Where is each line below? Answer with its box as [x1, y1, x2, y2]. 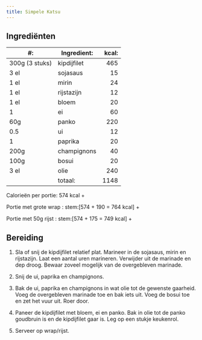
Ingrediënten [6, 31, 56, 42]
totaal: [57, 176, 75, 185]
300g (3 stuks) [9, 59, 52, 67]
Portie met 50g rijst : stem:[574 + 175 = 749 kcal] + [6, 215, 133, 223]
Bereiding [6, 232, 43, 243]
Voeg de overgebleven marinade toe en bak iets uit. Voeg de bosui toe [14, 291, 190, 298]
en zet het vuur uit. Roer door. [14, 297, 89, 304]
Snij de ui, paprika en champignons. [14, 273, 104, 280]
